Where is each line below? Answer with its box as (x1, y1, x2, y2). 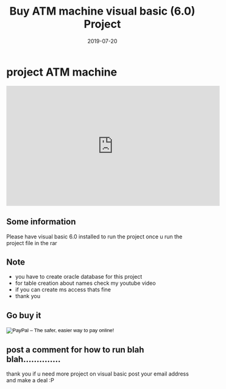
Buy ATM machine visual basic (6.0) (9, 4, 196, 18)
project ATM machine (6, 65, 118, 79)
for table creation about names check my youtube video (15, 279, 157, 287)
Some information (6, 216, 76, 227)
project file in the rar (6, 239, 58, 246)
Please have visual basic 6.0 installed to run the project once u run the (6, 233, 183, 240)
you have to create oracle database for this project (15, 273, 143, 280)
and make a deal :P (6, 376, 55, 384)
